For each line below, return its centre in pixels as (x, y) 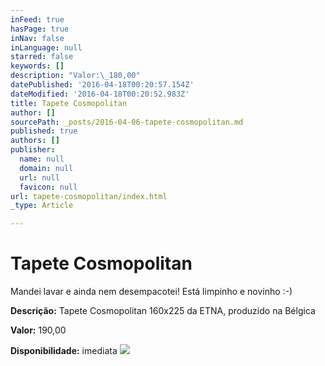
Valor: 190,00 (38, 330)
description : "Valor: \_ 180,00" (75, 76)
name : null (42, 159)
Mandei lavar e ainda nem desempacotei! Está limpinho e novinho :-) (151, 292)
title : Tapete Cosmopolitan (69, 103)
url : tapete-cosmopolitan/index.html (89, 196)
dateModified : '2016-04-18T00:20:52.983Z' (100, 94)
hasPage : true (40, 29)
